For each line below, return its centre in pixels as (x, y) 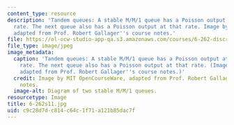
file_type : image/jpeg (40, 46)
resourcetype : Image (37, 98)
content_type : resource (42, 14)
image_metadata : (31, 53)
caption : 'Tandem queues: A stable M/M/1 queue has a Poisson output (116, 59)
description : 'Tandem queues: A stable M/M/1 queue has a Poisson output (117, 20)
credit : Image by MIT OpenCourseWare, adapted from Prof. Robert (110, 78)
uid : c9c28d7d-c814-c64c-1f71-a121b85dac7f (71, 110)
